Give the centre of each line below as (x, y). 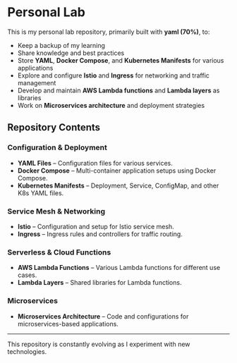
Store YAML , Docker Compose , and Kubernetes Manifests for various (121, 60)
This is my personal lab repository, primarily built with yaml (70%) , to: (109, 32)
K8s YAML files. (41, 193)
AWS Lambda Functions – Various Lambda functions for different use (119, 268)
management (37, 82)
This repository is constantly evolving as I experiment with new (99, 344)
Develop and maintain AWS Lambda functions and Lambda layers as (119, 90)
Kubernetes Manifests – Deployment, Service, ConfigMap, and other (118, 185)
